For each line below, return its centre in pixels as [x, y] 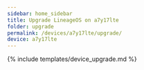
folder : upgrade [30, 26]
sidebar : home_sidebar [40, 14]
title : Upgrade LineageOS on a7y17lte [63, 20]
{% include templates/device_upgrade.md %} [72, 59]
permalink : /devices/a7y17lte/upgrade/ [65, 33]
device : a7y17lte [32, 40]
